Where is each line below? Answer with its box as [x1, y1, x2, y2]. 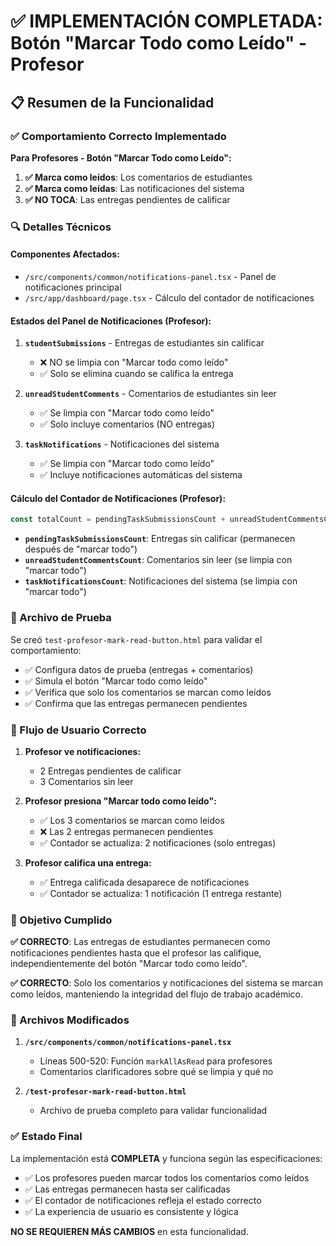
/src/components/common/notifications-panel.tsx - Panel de [24, 271, 277, 282]
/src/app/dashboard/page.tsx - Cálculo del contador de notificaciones [24, 292, 315, 304]
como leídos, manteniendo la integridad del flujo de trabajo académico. [10, 988, 304, 1000]
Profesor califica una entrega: [24, 856, 152, 869]
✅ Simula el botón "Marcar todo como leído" [24, 675, 208, 687]
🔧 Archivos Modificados [10, 1013, 130, 1027]
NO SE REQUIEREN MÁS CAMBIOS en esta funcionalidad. [10, 1225, 249, 1237]
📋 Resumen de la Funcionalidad [10, 94, 215, 111]
